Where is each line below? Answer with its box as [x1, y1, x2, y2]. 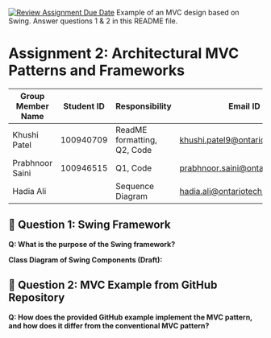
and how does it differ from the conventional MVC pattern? [8, 320, 210, 330]
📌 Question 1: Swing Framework [8, 218, 171, 232]
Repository [8, 291, 65, 305]
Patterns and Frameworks [8, 61, 186, 80]
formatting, [115, 134, 157, 145]
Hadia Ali [12, 185, 47, 196]
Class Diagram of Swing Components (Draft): [8, 254, 163, 265]
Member [15, 101, 50, 112]
